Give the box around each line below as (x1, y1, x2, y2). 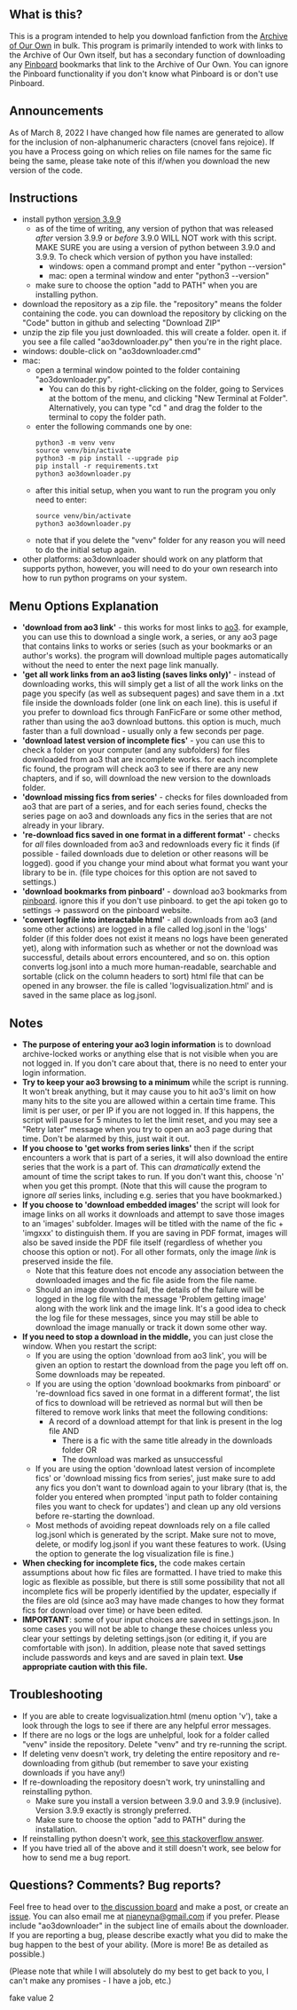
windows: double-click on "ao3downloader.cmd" (21, 346, 201, 357)
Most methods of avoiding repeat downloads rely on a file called (35, 1520, 270, 1531)
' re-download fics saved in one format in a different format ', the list (35, 1388, 281, 1399)
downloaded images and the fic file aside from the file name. (35, 1275, 257, 1286)
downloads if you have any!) (21, 1767, 126, 1777)
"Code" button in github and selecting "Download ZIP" (21, 318, 221, 328)
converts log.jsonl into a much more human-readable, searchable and (21, 962, 277, 973)
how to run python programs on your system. (21, 572, 188, 584)
